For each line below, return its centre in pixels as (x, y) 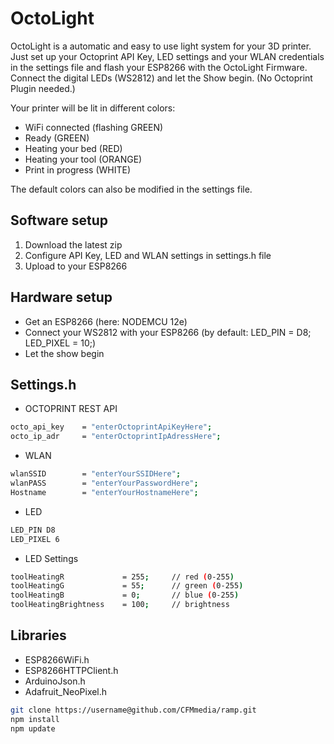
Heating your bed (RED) (73, 148)
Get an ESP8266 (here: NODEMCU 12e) (106, 321)
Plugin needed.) (43, 88)
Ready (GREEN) (57, 138)
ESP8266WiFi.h (57, 659)
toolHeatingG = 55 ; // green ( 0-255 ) (127, 586)
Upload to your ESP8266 (76, 266)
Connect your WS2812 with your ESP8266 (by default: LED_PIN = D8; (168, 332)
